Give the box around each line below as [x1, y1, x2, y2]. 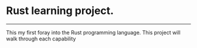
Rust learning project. [6, 4, 114, 18]
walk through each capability [6, 35, 76, 42]
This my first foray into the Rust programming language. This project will [6, 29, 181, 36]
